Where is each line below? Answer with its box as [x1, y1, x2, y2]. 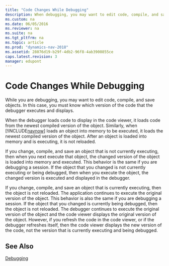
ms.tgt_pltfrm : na [5, 36, 44, 41]
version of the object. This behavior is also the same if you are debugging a [5, 195, 162, 201]
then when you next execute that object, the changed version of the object [5, 154, 160, 160]
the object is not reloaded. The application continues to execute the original [5, 190, 162, 196]
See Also [5, 242, 34, 250]
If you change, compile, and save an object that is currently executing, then [5, 185, 161, 191]
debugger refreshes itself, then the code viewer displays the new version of [5, 222, 162, 228]
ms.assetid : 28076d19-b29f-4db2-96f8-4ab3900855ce [5, 49, 114, 54]
